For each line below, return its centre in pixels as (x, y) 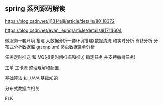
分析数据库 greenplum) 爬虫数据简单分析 (54, 47)
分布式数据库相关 (22, 88)
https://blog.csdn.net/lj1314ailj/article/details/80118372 (60, 21)
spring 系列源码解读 (35, 9)
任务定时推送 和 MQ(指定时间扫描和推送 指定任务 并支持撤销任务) (70, 57)
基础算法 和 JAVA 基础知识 (31, 78)
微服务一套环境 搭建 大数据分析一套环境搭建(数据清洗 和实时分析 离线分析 (79, 40)
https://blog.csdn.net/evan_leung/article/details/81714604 (63, 30)
